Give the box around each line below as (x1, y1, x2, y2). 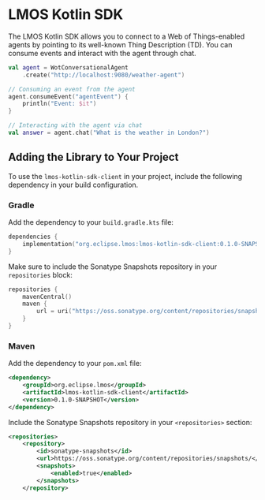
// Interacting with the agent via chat (8, 121, 144, 129)
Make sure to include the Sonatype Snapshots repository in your (8, 262, 218, 271)
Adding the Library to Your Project (8, 151, 179, 164)
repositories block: (8, 270, 73, 279)
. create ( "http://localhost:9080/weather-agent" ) (22, 71, 185, 79)
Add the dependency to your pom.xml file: (8, 359, 142, 368)
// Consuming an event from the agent (8, 85, 136, 93)
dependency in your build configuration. (8, 180, 139, 189)
